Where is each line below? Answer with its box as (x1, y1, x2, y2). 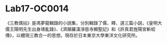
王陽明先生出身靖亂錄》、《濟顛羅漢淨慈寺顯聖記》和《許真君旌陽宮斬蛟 (9, 26, 155, 32)
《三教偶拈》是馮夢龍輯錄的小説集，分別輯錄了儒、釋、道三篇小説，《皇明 (5, 20, 158, 26)
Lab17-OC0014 (5, 3, 69, 14)
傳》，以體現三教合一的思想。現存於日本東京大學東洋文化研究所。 (5, 32, 140, 38)
